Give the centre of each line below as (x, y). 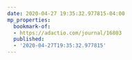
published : (29, 39)
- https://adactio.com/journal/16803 (68, 33)
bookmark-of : (32, 26)
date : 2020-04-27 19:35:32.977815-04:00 (66, 13)
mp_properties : (29, 20)
